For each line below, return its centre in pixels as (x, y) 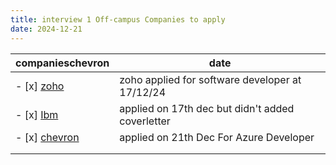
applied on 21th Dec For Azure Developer (217, 137)
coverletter (145, 121)
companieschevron (62, 63)
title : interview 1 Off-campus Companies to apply (118, 19)
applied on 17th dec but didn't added (207, 108)
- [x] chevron (47, 137)
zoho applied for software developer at (210, 79)
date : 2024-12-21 (46, 29)
